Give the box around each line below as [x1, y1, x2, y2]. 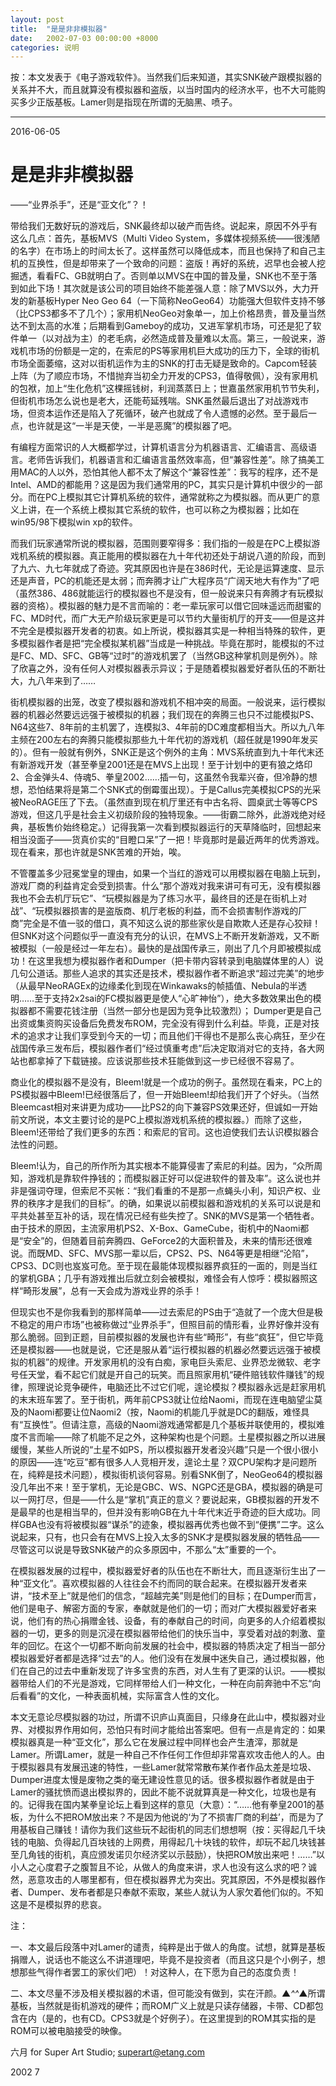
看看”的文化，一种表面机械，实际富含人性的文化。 [18, 1690, 225, 1702]
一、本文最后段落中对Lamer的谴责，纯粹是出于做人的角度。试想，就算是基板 [10, 1941, 326, 1953]
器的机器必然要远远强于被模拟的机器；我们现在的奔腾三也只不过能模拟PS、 [10, 709, 320, 721]
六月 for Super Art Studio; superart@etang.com [10, 2046, 205, 2058]
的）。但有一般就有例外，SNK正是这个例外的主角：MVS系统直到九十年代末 [10, 746, 316, 758]
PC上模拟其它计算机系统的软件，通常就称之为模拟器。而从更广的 [44, 491, 312, 503]
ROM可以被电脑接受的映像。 [10, 2025, 128, 2037]
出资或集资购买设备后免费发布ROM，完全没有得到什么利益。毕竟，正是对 [10, 1017, 312, 1030]
